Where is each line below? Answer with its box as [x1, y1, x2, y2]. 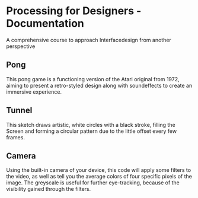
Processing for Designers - [6, 4, 142, 18]
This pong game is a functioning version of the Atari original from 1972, [6, 75, 180, 82]
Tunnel [6, 106, 33, 116]
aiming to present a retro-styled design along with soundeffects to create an [6, 82, 193, 89]
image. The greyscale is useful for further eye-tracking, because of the [6, 179, 180, 186]
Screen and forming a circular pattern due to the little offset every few [6, 127, 177, 135]
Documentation [6, 17, 85, 30]
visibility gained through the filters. [6, 186, 91, 193]
